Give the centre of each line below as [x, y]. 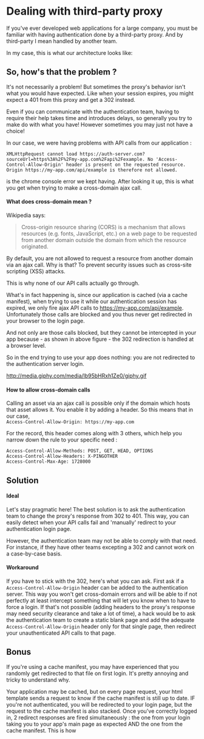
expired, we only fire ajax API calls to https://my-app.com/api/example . [95, 308]
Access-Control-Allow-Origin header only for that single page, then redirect [101, 626]
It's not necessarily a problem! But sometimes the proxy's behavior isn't [96, 87]
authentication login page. [39, 529]
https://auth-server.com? [113, 154]
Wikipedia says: [26, 215]
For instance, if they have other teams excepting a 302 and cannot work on [100, 547]
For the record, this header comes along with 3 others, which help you [94, 434]
